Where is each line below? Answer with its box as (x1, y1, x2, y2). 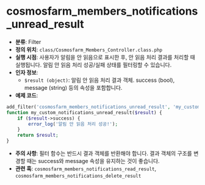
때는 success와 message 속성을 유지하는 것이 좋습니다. (26, 158, 160, 165)
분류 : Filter (15, 38, 41, 45)
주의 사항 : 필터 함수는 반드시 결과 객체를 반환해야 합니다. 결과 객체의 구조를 (15, 150, 192, 157)
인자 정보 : (15, 68, 38, 76)
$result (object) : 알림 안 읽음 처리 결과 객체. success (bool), (24, 76, 175, 84)
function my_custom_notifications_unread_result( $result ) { (6, 109, 163, 115)
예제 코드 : (15, 92, 38, 99)
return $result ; (17, 132, 59, 139)
